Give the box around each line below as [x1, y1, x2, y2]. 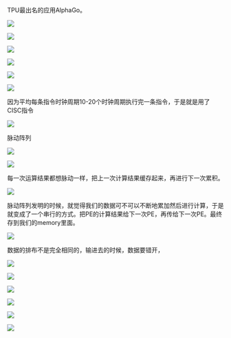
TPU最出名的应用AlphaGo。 [7, 6, 86, 14]
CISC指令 [7, 106, 34, 114]
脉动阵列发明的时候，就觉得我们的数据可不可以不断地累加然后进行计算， [7, 202, 212, 209]
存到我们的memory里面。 [7, 219, 79, 226]
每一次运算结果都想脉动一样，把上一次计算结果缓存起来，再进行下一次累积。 [7, 174, 224, 182]
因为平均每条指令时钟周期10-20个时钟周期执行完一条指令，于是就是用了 [7, 98, 210, 106]
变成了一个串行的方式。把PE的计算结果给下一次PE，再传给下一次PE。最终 [12, 210, 223, 218]
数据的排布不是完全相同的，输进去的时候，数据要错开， [7, 246, 164, 254]
